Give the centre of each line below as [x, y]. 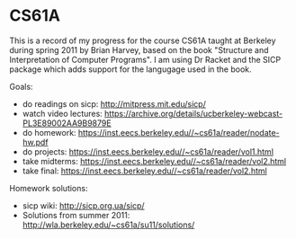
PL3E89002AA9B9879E [67, 123]
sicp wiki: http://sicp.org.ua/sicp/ [84, 205]
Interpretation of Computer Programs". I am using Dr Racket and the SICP [145, 59]
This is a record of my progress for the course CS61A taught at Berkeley [143, 40]
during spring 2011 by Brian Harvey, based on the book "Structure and [139, 49]
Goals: [21, 86]
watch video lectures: [63, 113]
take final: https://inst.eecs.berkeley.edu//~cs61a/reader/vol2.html [144, 171]
